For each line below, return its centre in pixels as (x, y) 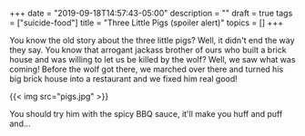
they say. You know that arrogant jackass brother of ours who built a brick (148, 50)
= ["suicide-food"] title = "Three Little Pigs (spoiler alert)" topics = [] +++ (147, 23)
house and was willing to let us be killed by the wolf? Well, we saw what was (152, 59)
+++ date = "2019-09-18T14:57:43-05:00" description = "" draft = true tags (151, 13)
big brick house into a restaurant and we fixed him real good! (124, 79)
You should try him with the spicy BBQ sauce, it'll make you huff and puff (146, 114)
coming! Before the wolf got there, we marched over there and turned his (147, 69)
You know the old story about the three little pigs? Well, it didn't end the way (152, 40)
